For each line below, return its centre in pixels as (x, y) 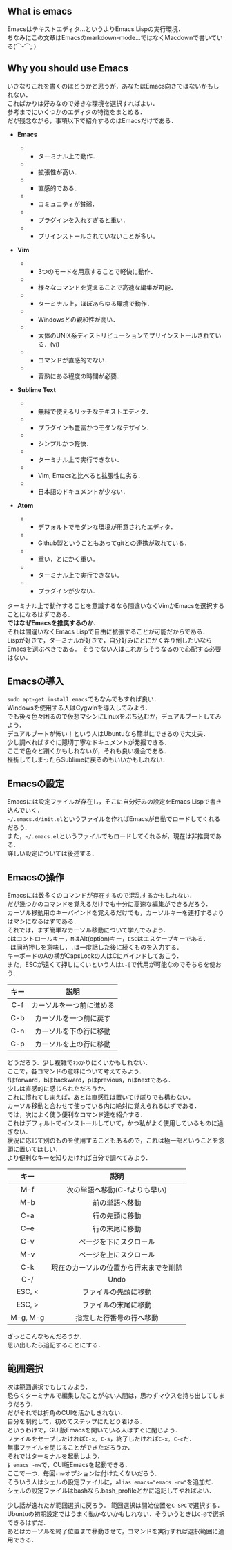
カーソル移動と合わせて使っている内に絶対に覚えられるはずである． (104, 1106)
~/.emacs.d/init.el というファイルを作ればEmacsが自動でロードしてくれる (114, 819)
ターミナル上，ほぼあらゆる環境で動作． (95, 303)
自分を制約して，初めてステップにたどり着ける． (77, 1421)
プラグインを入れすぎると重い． (83, 220)
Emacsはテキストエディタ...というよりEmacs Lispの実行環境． (96, 29)
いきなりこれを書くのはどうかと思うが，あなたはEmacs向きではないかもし (113, 86)
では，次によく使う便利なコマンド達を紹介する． (77, 1115)
